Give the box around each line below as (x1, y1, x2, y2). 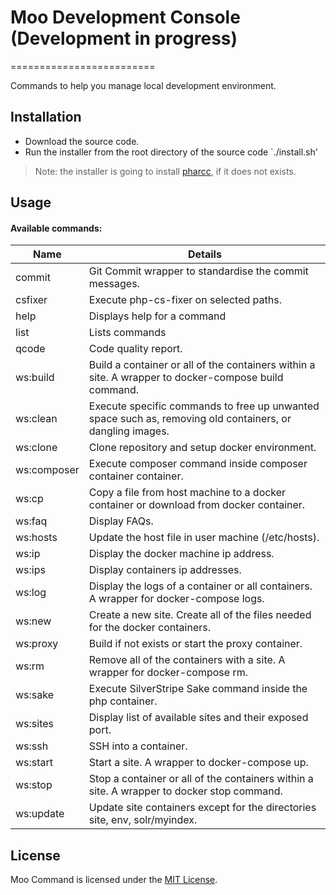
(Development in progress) (10, 27, 238, 50)
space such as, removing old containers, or (88, 412, 292, 426)
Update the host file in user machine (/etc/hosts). (88, 531, 320, 545)
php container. (88, 694, 158, 708)
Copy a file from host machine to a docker (88, 486, 287, 500)
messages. (88, 277, 140, 291)
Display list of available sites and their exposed (88, 711, 309, 725)
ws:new (15, 614, 52, 628)
